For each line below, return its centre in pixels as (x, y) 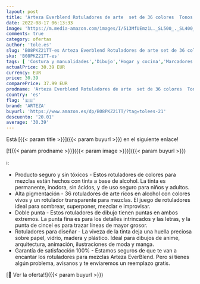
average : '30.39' (28, 123)
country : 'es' (24, 95)
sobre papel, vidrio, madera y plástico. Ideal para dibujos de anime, (97, 238)
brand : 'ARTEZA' (26, 106)
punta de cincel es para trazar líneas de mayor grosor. (81, 225)
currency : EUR (24, 73)
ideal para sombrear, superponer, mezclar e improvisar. (82, 207)
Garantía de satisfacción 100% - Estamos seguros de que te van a (96, 251)
